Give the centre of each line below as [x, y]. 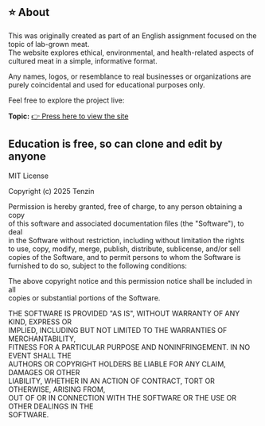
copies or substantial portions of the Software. [84, 298]
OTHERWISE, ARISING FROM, [57, 389]
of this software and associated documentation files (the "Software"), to [126, 223]
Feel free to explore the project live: [66, 100]
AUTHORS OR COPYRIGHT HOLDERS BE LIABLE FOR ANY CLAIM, [117, 364]
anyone [27, 157]
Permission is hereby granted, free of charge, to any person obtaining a [125, 206]
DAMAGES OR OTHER [44, 372]
